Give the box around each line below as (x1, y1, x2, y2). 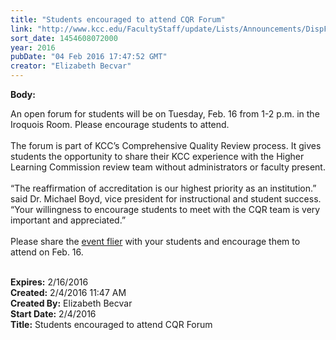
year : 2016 (10, 42, 56, 53)
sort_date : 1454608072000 (10, 33, 118, 43)
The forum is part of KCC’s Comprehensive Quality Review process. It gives (10, 140, 322, 151)
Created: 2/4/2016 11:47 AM (10, 287, 127, 298)
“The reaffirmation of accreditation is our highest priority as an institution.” (10, 182, 317, 194)
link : (10, 24, 33, 34)
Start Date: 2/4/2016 (10, 308, 97, 320)
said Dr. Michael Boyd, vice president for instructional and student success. (10, 193, 322, 205)
